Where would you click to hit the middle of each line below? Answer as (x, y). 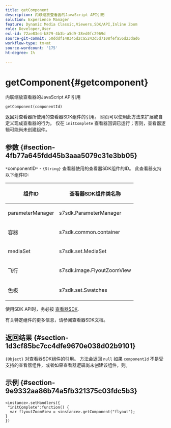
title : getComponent (27, 10)
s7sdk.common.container (90, 232)
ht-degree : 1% (20, 53)
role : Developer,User (28, 29)
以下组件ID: (17, 175)
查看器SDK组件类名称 (95, 194)
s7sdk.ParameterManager (90, 213)
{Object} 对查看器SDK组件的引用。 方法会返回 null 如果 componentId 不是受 (84, 359)
